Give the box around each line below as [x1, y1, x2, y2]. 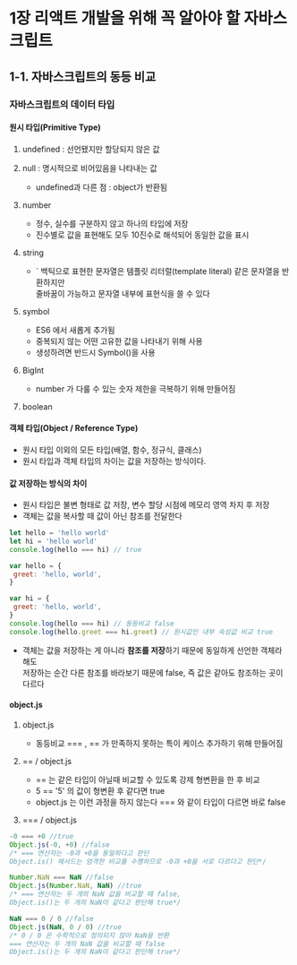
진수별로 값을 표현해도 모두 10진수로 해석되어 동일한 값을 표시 [35, 229, 250, 240]
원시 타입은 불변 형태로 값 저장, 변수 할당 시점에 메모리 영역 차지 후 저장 [21, 499, 270, 511]
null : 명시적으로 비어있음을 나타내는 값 [21, 162, 158, 173]
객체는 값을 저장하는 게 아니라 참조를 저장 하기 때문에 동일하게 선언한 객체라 [21, 644, 283, 655]
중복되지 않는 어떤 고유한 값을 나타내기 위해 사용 [35, 335, 203, 346]
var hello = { [9, 561, 63, 570]
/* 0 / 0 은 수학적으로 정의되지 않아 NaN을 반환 [9, 931, 170, 940]
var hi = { [9, 594, 50, 603]
